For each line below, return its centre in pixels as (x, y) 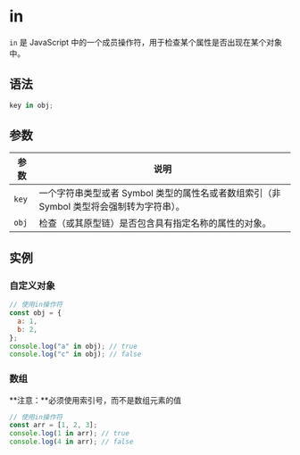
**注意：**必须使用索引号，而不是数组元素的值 (96, 400)
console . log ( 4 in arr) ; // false (71, 442)
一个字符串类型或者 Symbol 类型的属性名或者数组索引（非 (160, 194)
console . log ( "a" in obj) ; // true (74, 346)
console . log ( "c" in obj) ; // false (75, 354)
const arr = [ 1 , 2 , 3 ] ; (54, 426)
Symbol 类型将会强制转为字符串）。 (112, 207)
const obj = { (36, 313)
